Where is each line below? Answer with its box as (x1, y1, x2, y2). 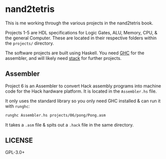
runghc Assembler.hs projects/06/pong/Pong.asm (5, 113, 106, 118)
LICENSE (5, 136, 33, 145)
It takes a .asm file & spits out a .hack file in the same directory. (5, 122, 134, 128)
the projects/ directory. (5, 40, 54, 46)
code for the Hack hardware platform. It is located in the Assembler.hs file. (5, 88, 157, 94)
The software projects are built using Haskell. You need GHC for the (5, 50, 145, 56)
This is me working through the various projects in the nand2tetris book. (5, 20, 154, 26)
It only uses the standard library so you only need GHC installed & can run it (5, 98, 161, 104)
